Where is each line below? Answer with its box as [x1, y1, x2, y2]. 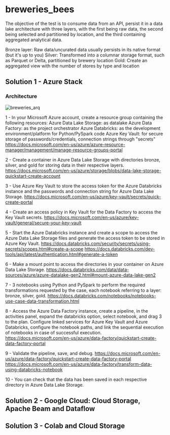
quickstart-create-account [5, 173, 61, 179]
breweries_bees [5, 4, 75, 15]
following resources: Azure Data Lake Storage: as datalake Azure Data [5, 120, 152, 126]
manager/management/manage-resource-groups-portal [5, 147, 123, 153]
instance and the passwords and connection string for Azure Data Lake [5, 188, 154, 194]
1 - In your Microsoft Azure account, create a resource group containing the [5, 114, 163, 120]
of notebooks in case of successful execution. [5, 330, 102, 336]
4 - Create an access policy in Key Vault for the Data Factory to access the [5, 209, 161, 215]
